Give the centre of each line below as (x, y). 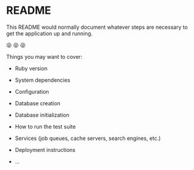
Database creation (38, 103)
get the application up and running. (49, 33)
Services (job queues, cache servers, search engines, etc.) (88, 138)
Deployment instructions (45, 150)
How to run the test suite (45, 126)
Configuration (32, 91)
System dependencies (43, 80)
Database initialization (42, 115)
